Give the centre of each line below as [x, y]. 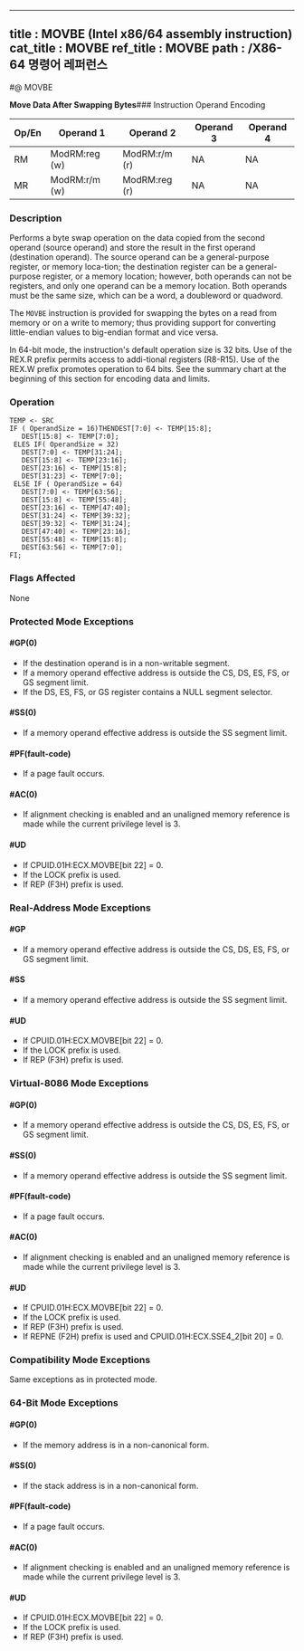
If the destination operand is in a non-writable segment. [126, 663]
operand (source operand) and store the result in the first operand [133, 248]
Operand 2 [152, 132]
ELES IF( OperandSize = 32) [66, 444]
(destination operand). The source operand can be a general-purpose [139, 257]
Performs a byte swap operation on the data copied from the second [137, 238]
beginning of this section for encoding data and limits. [110, 379]
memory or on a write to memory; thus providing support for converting [142, 323]
